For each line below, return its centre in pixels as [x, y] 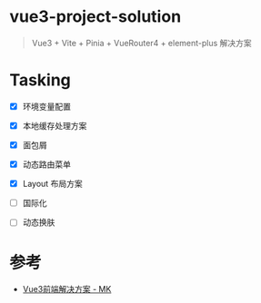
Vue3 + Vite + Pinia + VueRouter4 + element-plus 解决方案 [141, 43]
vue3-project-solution [95, 17]
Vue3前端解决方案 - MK [67, 289]
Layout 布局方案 [53, 184]
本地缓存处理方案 [55, 125]
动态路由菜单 [46, 164]
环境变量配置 [46, 106]
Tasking [40, 80]
